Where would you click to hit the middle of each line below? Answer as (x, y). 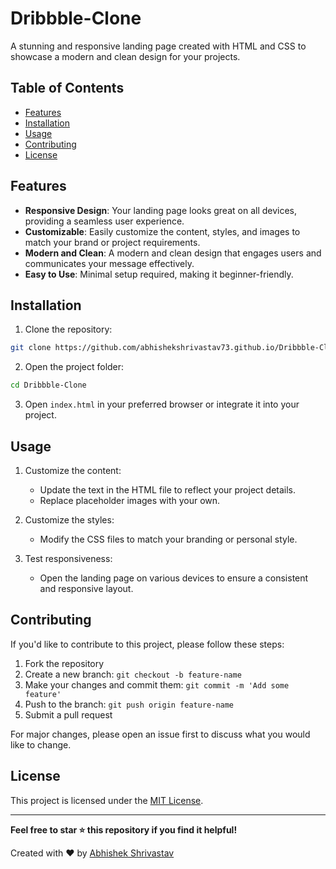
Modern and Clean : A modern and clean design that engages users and (173, 253)
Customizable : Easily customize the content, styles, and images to (162, 231)
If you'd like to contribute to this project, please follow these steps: (147, 644)
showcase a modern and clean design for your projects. (125, 56)
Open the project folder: (74, 367)
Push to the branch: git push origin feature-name (129, 704)
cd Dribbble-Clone (48, 385)
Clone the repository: (68, 329)
